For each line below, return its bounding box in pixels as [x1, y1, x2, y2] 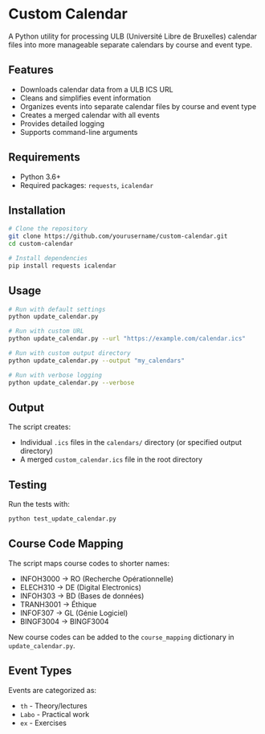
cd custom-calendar [8, 240, 74, 248]
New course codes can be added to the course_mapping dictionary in [8, 632, 234, 642]
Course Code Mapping [8, 537, 124, 551]
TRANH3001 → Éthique [19, 599, 97, 609]
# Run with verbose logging [8, 371, 103, 379]
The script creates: [8, 422, 71, 432]
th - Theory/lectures [19, 700, 88, 711]
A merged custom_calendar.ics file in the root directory [19, 455, 203, 464]
